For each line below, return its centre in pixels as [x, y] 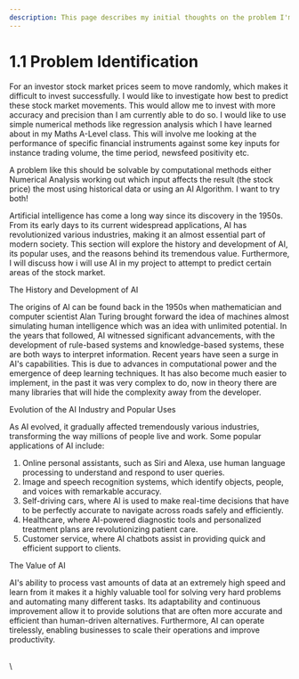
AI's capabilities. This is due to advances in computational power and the [143, 364]
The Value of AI [37, 565]
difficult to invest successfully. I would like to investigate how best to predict [149, 95]
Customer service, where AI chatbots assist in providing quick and [144, 538]
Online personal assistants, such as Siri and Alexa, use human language [154, 462]
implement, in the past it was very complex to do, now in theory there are [143, 382]
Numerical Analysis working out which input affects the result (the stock [141, 179]
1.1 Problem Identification [104, 61]
